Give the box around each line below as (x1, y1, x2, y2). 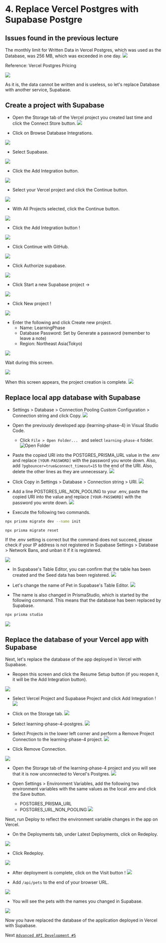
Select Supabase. (12, 149, 49, 155)
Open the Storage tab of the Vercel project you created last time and (12, 114, 152, 120)
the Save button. (12, 791, 46, 797)
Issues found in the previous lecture (5, 34, 119, 42)
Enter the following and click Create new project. (12, 319, 112, 325)
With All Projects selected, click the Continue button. (12, 205, 120, 212)
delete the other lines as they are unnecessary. (12, 468, 109, 474)
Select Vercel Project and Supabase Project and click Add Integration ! (12, 695, 156, 701)
